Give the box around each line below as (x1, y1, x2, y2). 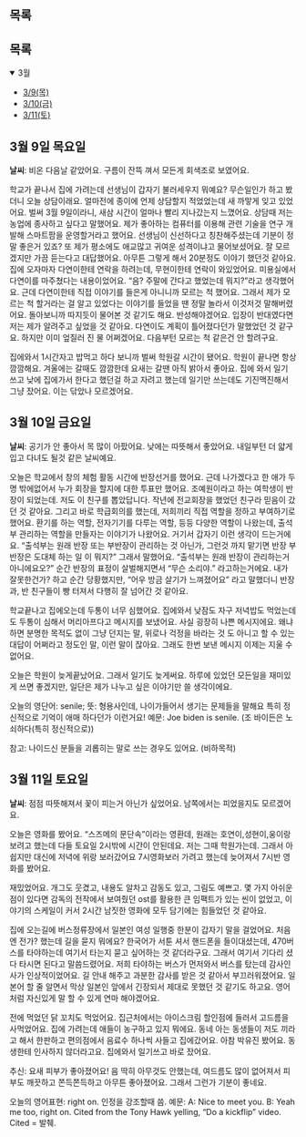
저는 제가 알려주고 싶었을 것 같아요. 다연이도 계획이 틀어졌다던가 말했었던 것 (9, 321, 277, 332)
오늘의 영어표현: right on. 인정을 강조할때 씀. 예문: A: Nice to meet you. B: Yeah (9, 1096, 296, 1107)
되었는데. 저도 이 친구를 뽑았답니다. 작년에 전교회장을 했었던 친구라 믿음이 (25, 494, 287, 505)
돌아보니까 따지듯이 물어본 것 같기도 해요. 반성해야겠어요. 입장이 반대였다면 (28, 310, 294, 321)
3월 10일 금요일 (9, 415, 92, 430)
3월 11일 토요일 (9, 772, 89, 787)
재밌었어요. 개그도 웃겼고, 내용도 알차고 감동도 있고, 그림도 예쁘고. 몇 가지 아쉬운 (9, 882, 293, 893)
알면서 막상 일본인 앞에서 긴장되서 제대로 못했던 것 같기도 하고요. (45, 981, 274, 992)
